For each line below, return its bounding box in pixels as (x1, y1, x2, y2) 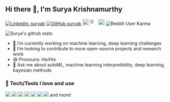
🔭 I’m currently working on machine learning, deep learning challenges (12, 40, 162, 46)
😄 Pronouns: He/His (12, 56, 56, 62)
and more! (50, 92, 71, 98)
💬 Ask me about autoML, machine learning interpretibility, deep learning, (12, 61, 165, 67)
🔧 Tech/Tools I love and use (5, 80, 75, 87)
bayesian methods (12, 67, 52, 73)
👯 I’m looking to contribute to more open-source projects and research (12, 45, 162, 51)
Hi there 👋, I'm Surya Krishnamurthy (5, 5, 123, 14)
